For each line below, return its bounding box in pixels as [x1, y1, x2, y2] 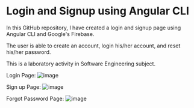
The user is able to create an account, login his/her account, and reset [6, 42, 181, 49]
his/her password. [6, 48, 51, 55]
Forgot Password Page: [6, 95, 64, 102]
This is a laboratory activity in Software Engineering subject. [6, 60, 155, 67]
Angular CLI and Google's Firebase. [6, 30, 95, 37]
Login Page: [6, 71, 36, 79]
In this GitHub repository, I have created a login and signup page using [6, 24, 181, 31]
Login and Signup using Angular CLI [6, 4, 190, 18]
